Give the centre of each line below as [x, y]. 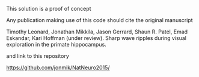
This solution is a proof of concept [49, 9]
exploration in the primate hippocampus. [56, 44]
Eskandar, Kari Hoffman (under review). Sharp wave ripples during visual [96, 38]
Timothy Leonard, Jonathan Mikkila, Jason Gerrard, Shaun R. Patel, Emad [97, 32]
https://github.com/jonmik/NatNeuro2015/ [58, 67]
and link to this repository [38, 56]
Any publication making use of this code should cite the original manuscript [99, 20]
